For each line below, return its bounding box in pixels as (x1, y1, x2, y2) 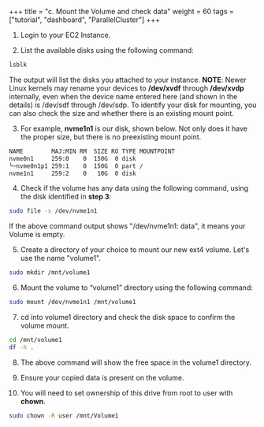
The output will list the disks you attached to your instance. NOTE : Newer (9, 75, 247, 84)
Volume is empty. (9, 230, 65, 239)
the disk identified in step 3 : (20, 192, 112, 202)
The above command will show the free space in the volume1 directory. (20, 358, 251, 367)
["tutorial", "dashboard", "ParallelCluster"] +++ (9, 15, 161, 24)
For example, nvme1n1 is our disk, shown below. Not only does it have (20, 124, 247, 133)
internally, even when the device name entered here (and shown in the (9, 91, 238, 101)
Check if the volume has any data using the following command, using (20, 184, 249, 193)
